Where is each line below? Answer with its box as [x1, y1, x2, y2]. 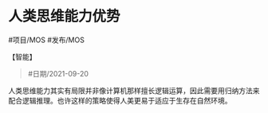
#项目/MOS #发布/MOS [8, 35, 85, 45]
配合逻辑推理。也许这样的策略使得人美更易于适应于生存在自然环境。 [8, 95, 232, 105]
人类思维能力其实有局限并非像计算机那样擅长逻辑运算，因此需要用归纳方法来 [8, 85, 260, 95]
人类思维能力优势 [8, 7, 121, 25]
